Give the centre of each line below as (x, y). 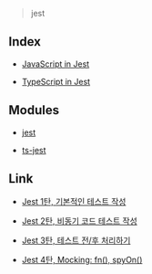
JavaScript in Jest (56, 64)
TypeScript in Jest (56, 81)
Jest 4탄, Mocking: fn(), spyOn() (82, 260)
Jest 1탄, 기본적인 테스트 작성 (74, 202)
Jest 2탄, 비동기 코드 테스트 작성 (79, 221)
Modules (34, 110)
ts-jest (34, 150)
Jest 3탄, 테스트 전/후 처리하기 (76, 240)
